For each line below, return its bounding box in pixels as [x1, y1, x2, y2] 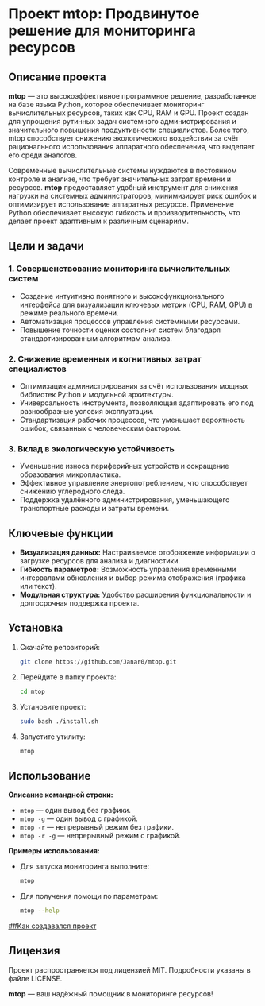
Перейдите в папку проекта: [19, 672, 117, 682]
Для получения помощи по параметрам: [19, 892, 159, 901]
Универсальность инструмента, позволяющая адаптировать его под [19, 398, 254, 408]
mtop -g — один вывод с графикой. [19, 814, 138, 823]
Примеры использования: [8, 846, 101, 856]
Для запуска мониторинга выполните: [19, 861, 150, 871]
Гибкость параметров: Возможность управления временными [19, 565, 236, 575]
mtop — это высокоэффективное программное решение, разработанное [8, 91, 257, 100]
